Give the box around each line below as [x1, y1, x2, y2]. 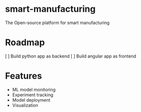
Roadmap [5, 37, 45, 48]
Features [5, 70, 42, 82]
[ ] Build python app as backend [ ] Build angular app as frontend [5, 53, 137, 59]
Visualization [12, 102, 38, 108]
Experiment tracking [12, 92, 54, 98]
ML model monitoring [12, 86, 56, 92]
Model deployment [12, 97, 51, 103]
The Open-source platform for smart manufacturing [5, 20, 110, 26]
